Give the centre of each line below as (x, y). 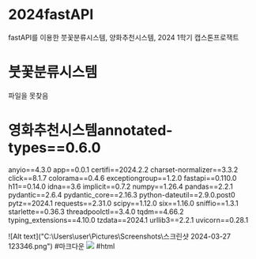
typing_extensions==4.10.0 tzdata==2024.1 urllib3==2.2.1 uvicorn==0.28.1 (128, 220)
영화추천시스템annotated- (90, 131)
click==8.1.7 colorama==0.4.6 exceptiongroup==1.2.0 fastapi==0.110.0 (122, 178)
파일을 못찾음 (28, 96)
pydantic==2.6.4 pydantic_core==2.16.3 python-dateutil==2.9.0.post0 (122, 194)
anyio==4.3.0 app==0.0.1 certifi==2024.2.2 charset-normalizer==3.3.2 (123, 169)
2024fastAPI (51, 15)
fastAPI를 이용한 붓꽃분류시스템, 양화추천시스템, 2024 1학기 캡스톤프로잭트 (124, 37)
